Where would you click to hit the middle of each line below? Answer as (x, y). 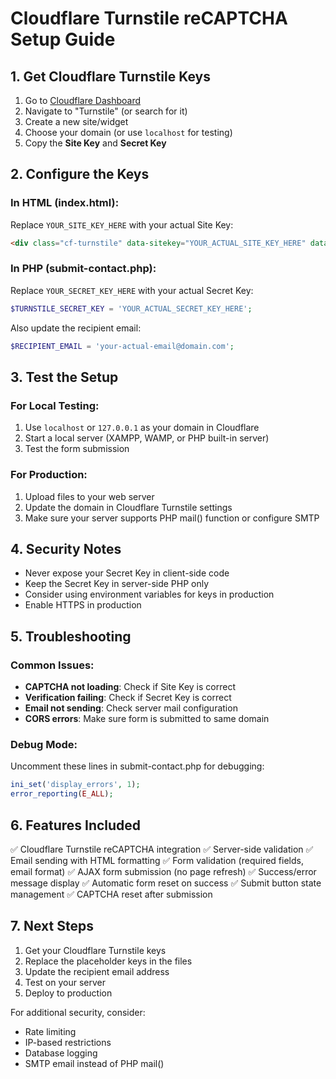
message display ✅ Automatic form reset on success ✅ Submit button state (166, 883)
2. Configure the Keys (80, 174)
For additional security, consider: (78, 1012)
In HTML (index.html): (65, 203)
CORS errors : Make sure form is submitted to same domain (147, 719)
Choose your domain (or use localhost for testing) (128, 132)
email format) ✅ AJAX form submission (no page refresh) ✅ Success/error (163, 871)
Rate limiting (50, 1031)
